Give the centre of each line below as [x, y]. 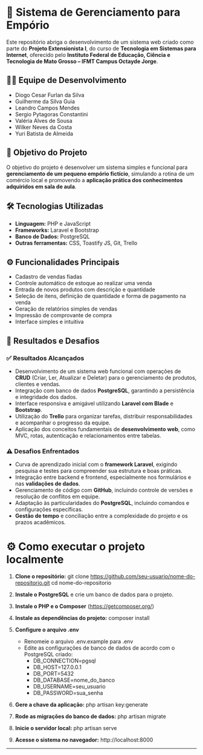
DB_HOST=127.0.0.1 [57, 667]
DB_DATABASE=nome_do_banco [74, 680]
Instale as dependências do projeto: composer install [82, 618]
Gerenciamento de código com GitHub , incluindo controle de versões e [104, 490]
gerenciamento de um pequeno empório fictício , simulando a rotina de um [100, 173]
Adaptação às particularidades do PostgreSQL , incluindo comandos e [102, 503]
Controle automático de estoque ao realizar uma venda [83, 283]
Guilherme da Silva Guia [45, 101]
